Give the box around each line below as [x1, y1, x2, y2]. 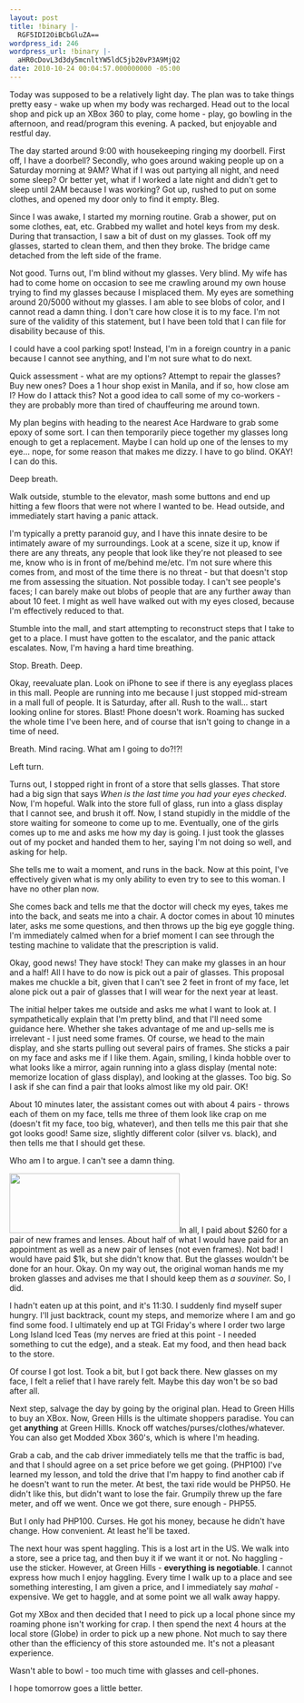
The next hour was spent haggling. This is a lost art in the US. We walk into [9, 1543, 289, 1554]
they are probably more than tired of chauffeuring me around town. [9, 399, 260, 410]
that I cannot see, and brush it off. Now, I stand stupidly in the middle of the [9, 807, 290, 819]
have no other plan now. [9, 883, 100, 894]
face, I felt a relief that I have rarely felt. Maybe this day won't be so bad [9, 1375, 279, 1386]
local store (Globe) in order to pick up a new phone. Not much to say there [9, 1627, 288, 1638]
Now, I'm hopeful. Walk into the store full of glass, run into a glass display [9, 798, 283, 809]
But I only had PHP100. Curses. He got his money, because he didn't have [9, 1516, 286, 1527]
